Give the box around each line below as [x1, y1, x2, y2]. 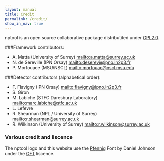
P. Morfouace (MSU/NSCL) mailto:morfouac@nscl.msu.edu [12, 65, 135, 71]
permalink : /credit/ [5, 16, 48, 21]
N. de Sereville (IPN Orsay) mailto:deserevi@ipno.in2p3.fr [12, 59, 131, 65]
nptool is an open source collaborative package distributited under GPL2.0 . [5, 35, 160, 41]
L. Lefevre [12, 105, 33, 111]
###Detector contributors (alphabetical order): [5, 74, 101, 80]
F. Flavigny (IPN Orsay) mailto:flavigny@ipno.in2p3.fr [12, 84, 122, 90]
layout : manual [5, 7, 37, 12]
